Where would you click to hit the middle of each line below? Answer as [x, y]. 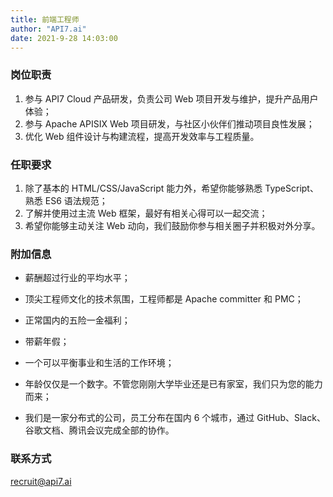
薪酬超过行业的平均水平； [77, 278]
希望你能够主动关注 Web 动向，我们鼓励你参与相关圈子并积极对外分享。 [172, 225]
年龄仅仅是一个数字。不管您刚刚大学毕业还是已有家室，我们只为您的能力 [173, 384]
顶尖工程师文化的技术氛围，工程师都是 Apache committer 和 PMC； [164, 299]
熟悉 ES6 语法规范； [66, 200]
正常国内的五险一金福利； [77, 320]
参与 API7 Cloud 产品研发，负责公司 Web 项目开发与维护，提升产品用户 [171, 98]
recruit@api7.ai [41, 481]
